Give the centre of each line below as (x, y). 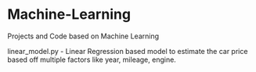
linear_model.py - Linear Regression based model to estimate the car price (128, 51)
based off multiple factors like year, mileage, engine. (92, 59)
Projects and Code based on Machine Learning (83, 36)
